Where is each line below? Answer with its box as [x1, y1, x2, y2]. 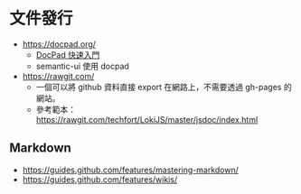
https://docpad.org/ [22, 38, 97, 50]
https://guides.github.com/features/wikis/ [22, 173, 178, 185]
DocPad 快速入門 [35, 49, 100, 60]
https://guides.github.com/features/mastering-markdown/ [22, 164, 240, 175]
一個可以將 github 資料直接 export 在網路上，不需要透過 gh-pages [35, 81, 282, 92]
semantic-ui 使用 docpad [35, 60, 129, 71]
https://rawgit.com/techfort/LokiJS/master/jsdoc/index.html [35, 114, 259, 125]
